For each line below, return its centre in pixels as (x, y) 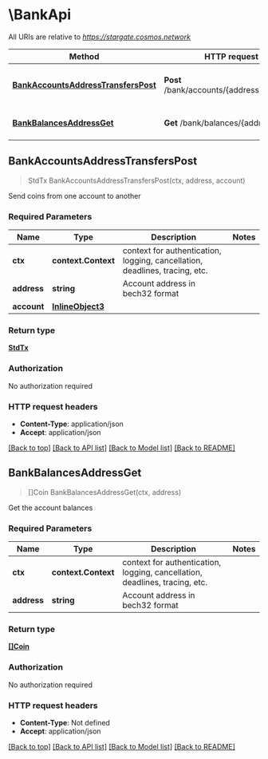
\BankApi (40, 15)
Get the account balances (51, 508)
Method (84, 56)
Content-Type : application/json (71, 424)
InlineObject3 (78, 306)
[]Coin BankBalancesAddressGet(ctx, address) (104, 492)
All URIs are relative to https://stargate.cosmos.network (100, 37)
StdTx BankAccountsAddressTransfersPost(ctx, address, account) (136, 180)
